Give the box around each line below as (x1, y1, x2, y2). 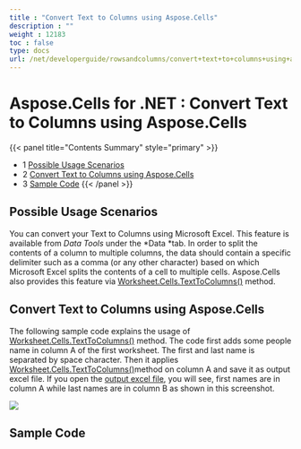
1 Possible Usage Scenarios (21, 159, 125, 170)
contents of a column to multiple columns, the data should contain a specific (9, 247, 291, 258)
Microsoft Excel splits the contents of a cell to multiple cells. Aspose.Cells (9, 266, 280, 277)
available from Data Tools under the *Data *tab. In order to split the (9, 237, 258, 248)
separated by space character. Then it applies (9, 354, 179, 365)
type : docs (9, 47, 50, 56)
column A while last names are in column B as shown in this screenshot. (9, 383, 275, 393)
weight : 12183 (9, 30, 66, 39)
